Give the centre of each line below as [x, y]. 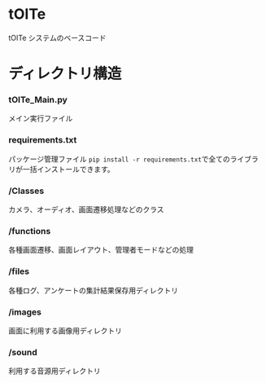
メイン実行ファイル [41, 118]
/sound [23, 352]
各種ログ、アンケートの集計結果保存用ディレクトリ [94, 290]
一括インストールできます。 [69, 169]
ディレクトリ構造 [65, 74]
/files [19, 271]
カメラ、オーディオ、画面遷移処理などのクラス [86, 209]
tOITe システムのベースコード [57, 37]
